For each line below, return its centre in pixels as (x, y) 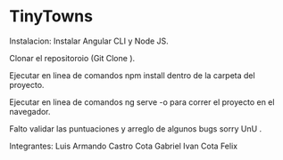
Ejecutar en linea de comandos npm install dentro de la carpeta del (133, 75)
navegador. (30, 111)
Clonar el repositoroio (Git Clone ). (72, 58)
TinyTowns (51, 16)
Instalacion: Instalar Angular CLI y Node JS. (89, 41)
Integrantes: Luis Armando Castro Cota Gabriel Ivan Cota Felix (124, 146)
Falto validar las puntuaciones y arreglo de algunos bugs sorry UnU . (136, 128)
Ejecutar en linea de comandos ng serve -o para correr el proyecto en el (142, 102)
